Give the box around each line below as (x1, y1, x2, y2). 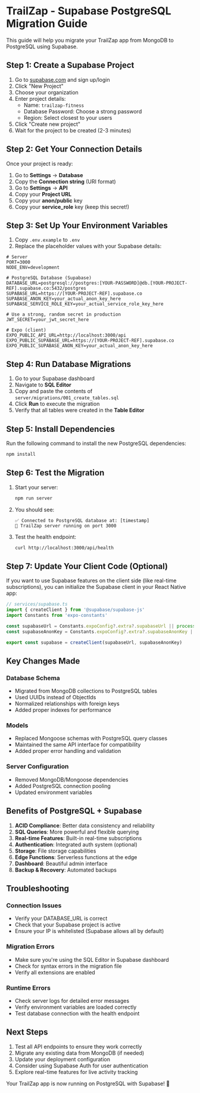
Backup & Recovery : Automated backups (14, 866, 117, 873)
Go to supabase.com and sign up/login (14, 76, 110, 83)
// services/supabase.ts (6, 601, 68, 607)
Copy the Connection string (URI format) (14, 178, 116, 185)
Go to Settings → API (14, 184, 68, 192)
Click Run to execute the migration (14, 400, 100, 407)
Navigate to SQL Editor (14, 381, 71, 388)
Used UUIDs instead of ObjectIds (14, 694, 96, 701)
